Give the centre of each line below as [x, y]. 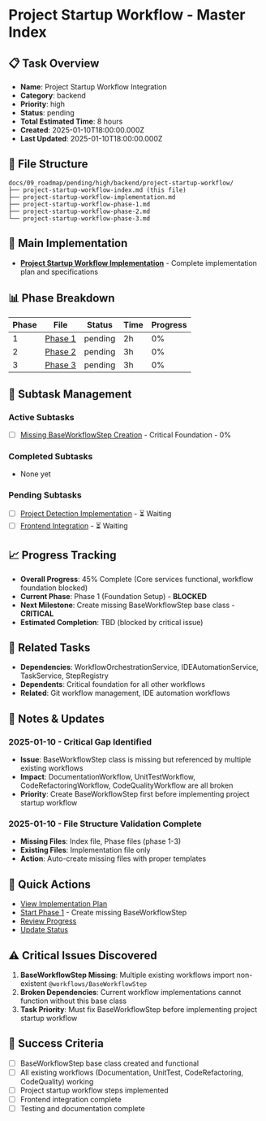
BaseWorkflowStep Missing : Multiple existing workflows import [127, 975]
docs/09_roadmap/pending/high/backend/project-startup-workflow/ [121, 183]
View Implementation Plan [64, 904]
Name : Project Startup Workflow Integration [94, 87]
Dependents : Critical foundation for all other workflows [112, 684]
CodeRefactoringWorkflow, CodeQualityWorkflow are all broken [127, 785]
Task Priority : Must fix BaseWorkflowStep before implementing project [139, 1010]
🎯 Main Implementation [68, 243]
